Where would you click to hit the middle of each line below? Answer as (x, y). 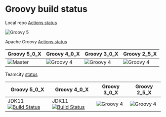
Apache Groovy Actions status (36, 42)
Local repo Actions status (31, 23)
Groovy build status (46, 9)
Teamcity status (21, 74)
